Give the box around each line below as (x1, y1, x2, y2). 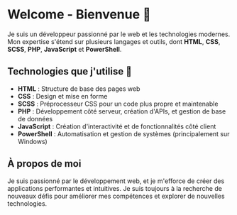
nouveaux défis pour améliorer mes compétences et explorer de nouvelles (7, 192, 225, 200)
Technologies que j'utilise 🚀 (7, 65, 133, 77)
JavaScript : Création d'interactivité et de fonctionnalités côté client (17, 122, 216, 131)
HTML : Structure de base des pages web (17, 84, 140, 93)
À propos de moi (7, 158, 82, 170)
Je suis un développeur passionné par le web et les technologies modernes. (7, 30, 231, 38)
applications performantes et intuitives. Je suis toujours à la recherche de (7, 184, 222, 192)
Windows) (17, 137, 48, 145)
